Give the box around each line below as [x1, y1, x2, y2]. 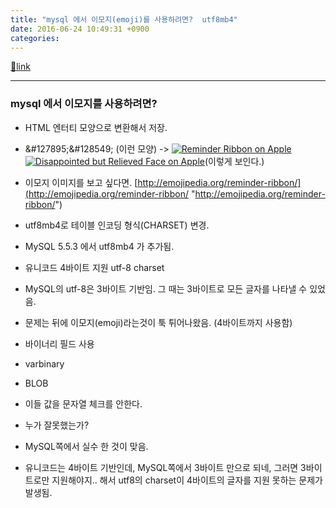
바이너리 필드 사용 [24, 337, 95, 350]
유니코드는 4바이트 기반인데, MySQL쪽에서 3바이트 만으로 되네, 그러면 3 [24, 461, 307, 473]
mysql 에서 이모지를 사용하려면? [10, 97, 158, 111]
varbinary [24, 357, 65, 370]
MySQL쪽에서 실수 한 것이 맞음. [24, 440, 149, 452]
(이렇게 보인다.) [204, 155, 265, 167]
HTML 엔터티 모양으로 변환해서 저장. [24, 121, 168, 133]
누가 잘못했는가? [24, 419, 90, 431]
